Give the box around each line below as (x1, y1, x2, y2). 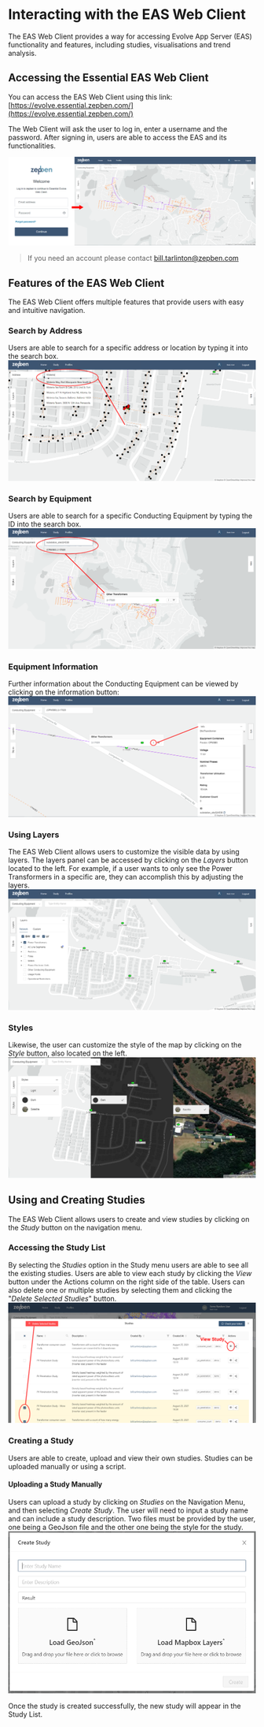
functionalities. (8, 140, 57, 151)
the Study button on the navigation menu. (8, 1223, 143, 1232)
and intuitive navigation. (8, 306, 86, 315)
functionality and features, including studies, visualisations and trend (8, 39, 231, 49)
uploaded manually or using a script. (8, 1461, 126, 1471)
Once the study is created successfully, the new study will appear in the (8, 1701, 241, 1711)
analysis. (8, 48, 37, 58)
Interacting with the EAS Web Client (8, 6, 246, 24)
